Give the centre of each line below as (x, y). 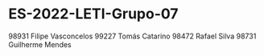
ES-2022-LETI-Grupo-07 (93, 14)
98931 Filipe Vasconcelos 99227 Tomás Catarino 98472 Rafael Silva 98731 (132, 36)
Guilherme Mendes (40, 44)
